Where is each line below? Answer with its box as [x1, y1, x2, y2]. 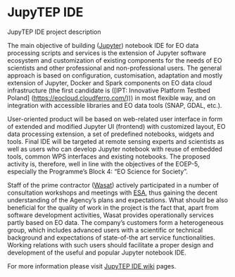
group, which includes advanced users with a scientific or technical [7, 226, 203, 234]
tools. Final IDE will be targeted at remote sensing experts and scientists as [7, 137, 224, 145]
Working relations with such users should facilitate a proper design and [7, 240, 214, 249]
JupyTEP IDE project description [7, 27, 101, 36]
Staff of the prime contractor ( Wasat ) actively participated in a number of [7, 180, 220, 189]
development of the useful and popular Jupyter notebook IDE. [7, 248, 186, 257]
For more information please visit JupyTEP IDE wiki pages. [7, 261, 177, 270]
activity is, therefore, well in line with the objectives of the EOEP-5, [7, 159, 200, 168]
